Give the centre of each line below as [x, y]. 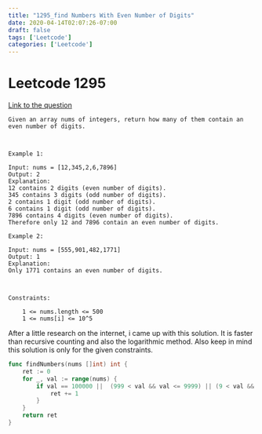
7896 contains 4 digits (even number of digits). [91, 216]
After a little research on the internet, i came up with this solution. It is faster [131, 334]
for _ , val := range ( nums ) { [70, 379]
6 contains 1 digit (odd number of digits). [82, 209]
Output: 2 [24, 175]
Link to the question [40, 105]
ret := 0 [36, 371]
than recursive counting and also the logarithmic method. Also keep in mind [130, 341]
